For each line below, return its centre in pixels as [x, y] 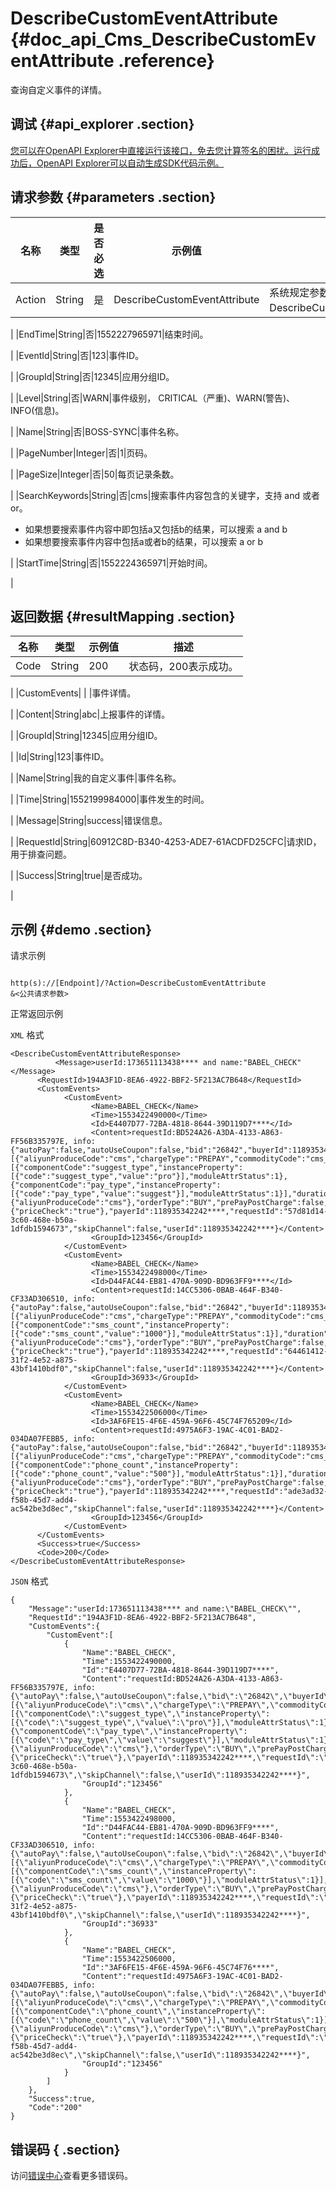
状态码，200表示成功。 [183, 667]
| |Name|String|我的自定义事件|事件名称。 [96, 778]
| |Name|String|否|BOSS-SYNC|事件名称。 [97, 431]
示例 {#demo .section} [81, 929]
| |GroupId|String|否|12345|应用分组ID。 [92, 376]
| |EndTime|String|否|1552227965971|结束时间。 [109, 334]
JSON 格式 [29, 1581]
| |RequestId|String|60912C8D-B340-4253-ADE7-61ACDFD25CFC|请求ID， [166, 842]
